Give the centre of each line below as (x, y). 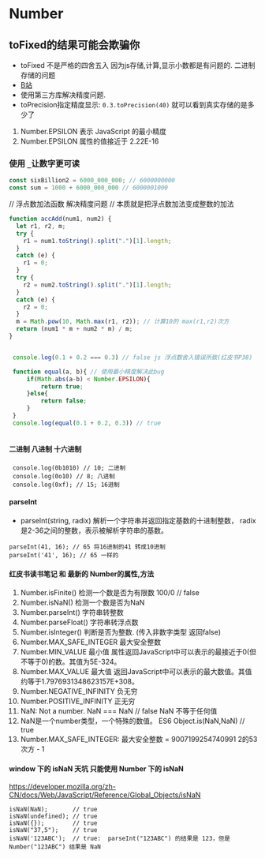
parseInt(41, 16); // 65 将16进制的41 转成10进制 (88, 547)
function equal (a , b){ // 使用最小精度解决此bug (88, 372)
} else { (37, 394)
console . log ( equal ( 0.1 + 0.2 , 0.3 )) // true (87, 423)
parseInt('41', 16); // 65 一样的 (64, 556)
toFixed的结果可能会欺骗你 (75, 45)
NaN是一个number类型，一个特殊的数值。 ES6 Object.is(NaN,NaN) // (132, 721)
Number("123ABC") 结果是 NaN (55, 847)
